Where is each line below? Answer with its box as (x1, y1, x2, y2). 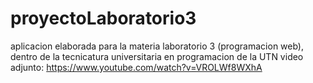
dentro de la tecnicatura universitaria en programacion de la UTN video (10, 50, 304, 62)
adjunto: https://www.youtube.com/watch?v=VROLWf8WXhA (10, 61, 263, 73)
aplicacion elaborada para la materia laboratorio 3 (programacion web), (10, 40, 305, 52)
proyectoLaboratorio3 (10, 7, 197, 30)
